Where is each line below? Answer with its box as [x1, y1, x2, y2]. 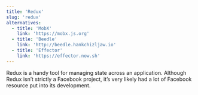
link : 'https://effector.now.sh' [17, 53, 100, 59]
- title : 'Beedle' [11, 36, 58, 42]
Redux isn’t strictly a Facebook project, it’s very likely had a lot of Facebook [6, 75, 192, 83]
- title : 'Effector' [11, 47, 63, 53]
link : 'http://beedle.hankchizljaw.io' [17, 42, 117, 48]
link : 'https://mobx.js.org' [17, 31, 90, 37]
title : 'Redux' [6, 8, 44, 15]
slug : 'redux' [6, 14, 42, 20]
